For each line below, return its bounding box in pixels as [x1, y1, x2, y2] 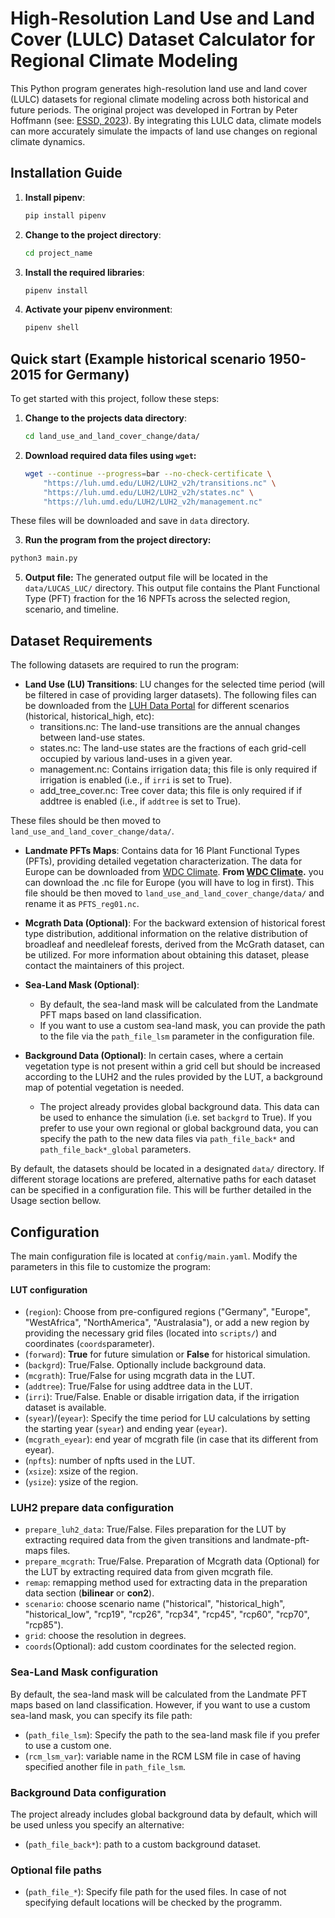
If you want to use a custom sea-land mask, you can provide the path [39, 1020, 326, 1032]
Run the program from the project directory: [24, 534, 212, 546]
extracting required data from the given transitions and [24, 1534, 251, 1546]
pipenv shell [24, 323, 80, 333]
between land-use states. [39, 732, 146, 744]
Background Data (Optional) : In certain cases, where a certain [24, 1050, 284, 1062]
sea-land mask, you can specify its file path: [10, 1709, 193, 1721]
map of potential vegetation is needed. [24, 1082, 185, 1094]
